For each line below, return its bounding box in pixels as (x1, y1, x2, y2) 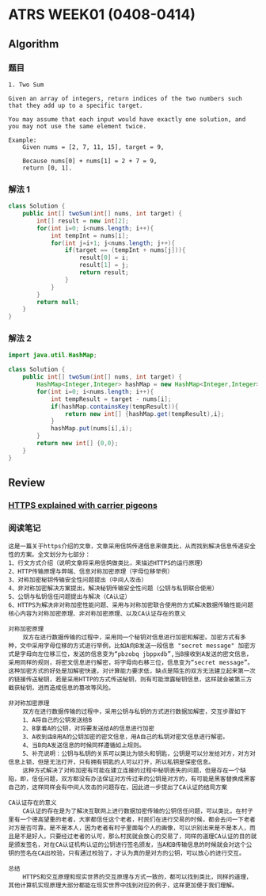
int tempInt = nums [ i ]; (50, 231, 129, 239)
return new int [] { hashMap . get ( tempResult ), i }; (64, 410, 225, 417)
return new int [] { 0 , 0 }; (36, 440, 119, 448)
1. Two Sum (8, 81, 44, 89)
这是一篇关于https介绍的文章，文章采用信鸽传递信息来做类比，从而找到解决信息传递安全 (8, 543, 256, 551)
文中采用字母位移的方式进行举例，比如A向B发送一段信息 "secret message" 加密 (19, 642, 251, 650)
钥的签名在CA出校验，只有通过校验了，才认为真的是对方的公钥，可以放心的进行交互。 (8, 849, 245, 857)
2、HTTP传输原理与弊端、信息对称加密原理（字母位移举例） (8, 568, 174, 576)
